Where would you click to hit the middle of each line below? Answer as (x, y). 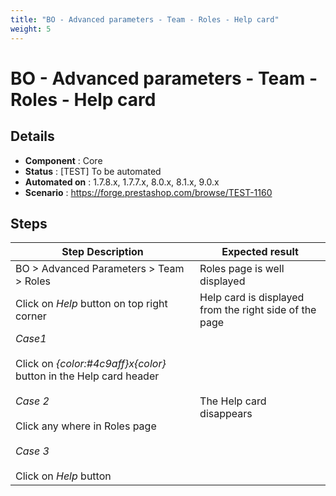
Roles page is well (242, 269)
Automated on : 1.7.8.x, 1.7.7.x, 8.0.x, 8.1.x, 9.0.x (122, 182)
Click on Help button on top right (91, 304)
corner (31, 316)
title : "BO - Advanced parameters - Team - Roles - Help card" (145, 19)
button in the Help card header (87, 376)
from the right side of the (258, 310)
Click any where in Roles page (86, 426)
